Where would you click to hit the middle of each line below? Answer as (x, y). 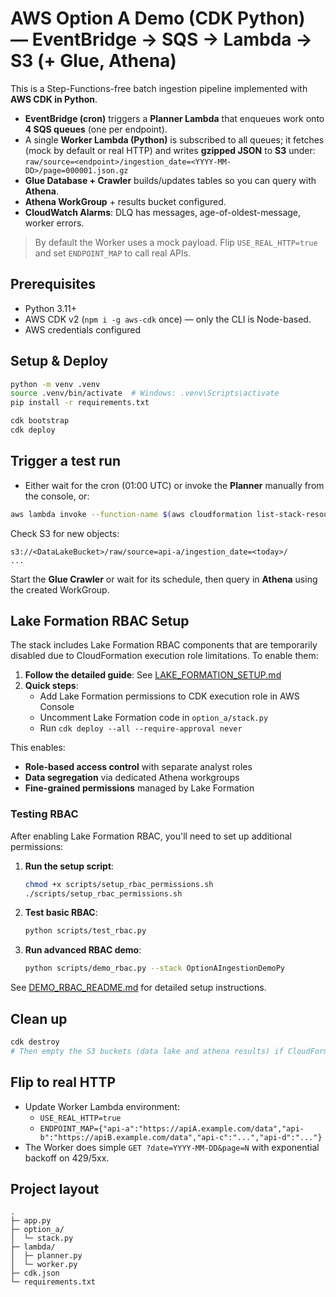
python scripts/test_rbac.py (85, 931)
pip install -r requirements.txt (80, 403)
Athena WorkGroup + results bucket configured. (125, 201)
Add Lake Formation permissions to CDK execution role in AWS (169, 696)
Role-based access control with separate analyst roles (138, 767)
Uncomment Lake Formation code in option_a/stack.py (154, 718)
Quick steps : (51, 686)
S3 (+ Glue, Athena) (93, 61)
